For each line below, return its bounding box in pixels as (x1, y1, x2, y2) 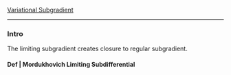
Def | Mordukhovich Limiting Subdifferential (7, 60, 135, 68)
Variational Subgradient (7, 6, 74, 14)
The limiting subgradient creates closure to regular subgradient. (7, 44, 188, 53)
